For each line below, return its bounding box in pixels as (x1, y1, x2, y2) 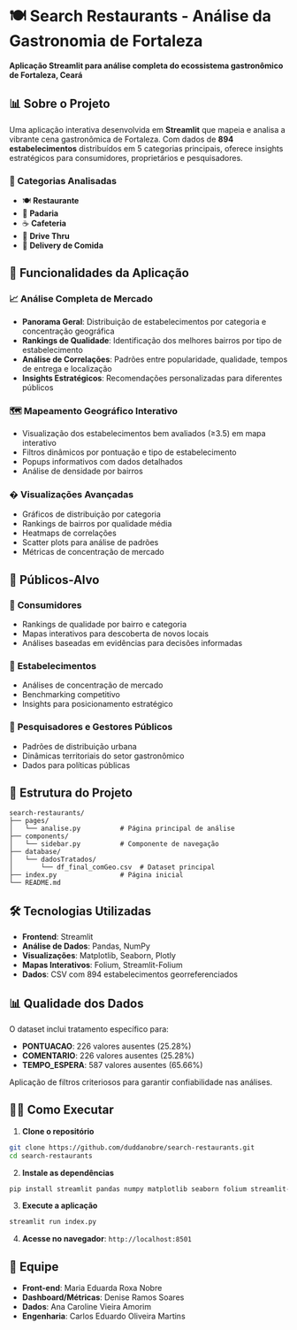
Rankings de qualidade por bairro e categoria (21, 619, 187, 630)
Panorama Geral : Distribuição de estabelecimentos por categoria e (21, 316, 267, 327)
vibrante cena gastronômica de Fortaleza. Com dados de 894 (9, 134, 234, 144)
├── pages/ (9, 817, 49, 826)
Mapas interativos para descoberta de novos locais (21, 628, 209, 639)
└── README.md (9, 879, 62, 888)
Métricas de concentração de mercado (21, 547, 165, 557)
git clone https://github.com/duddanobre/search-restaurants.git (9, 1142, 255, 1152)
